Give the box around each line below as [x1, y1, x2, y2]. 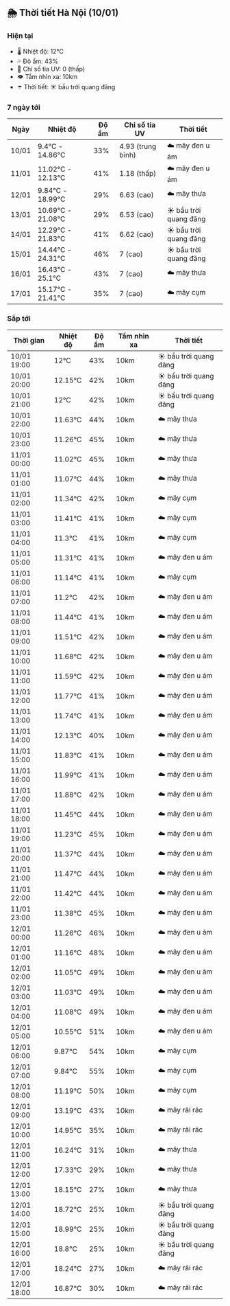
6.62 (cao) [119, 229, 154, 239]
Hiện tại [7, 31, 34, 41]
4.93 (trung [119, 141, 157, 151]
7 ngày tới [7, 102, 41, 112]
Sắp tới [7, 313, 31, 323]
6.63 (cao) [119, 190, 154, 199]
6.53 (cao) [119, 209, 154, 219]
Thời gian [13, 336, 45, 345]
